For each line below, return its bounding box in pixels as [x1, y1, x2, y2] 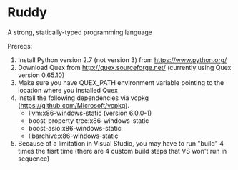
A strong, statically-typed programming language [7, 28, 152, 36]
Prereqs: [7, 41, 33, 50]
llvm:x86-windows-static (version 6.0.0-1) [28, 109, 152, 117]
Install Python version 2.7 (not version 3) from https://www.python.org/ [17, 55, 227, 64]
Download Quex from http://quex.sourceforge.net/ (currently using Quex [17, 63, 232, 71]
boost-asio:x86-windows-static [28, 124, 122, 132]
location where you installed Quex [17, 86, 118, 94]
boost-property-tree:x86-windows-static [28, 116, 149, 125]
